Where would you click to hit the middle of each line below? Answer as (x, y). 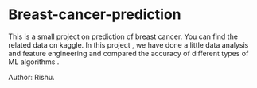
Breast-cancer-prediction (95, 15)
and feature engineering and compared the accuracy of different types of (128, 53)
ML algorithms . (34, 62)
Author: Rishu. (31, 77)
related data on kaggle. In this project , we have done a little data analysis (128, 44)
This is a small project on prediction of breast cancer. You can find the (123, 36)
